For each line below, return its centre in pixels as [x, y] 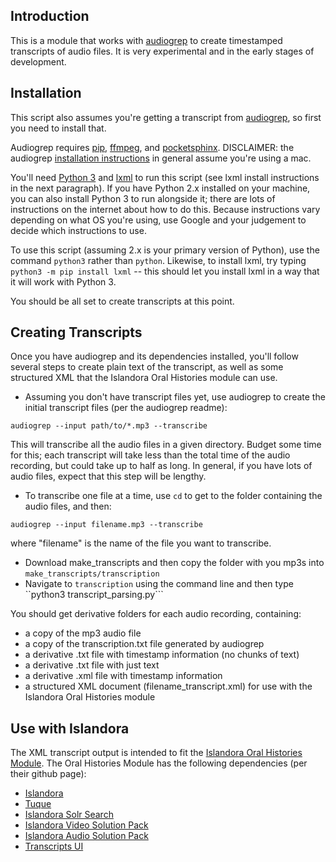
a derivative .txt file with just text [92, 665]
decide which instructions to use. [78, 230]
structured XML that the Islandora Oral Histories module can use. [144, 378]
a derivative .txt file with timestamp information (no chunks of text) [162, 655]
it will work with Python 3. [63, 281]
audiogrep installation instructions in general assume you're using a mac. [161, 158]
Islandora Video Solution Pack [86, 825]
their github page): [48, 774]
